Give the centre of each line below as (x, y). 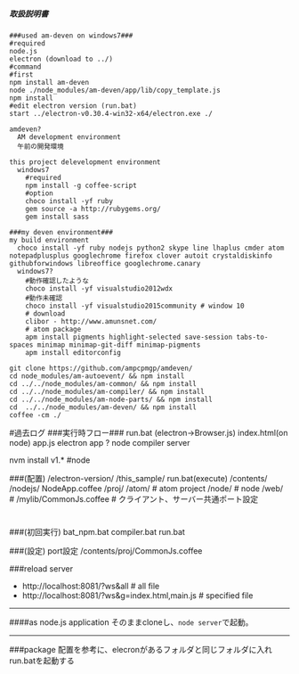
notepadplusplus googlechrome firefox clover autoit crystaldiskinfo (141, 255)
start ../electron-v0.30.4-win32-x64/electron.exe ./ (111, 113)
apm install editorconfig (73, 352)
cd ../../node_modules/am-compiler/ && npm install (107, 391)
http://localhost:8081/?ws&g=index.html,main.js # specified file (137, 596)
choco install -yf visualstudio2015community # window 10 (135, 306)
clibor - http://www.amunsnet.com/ (91, 321)
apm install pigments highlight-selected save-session (129, 337)
